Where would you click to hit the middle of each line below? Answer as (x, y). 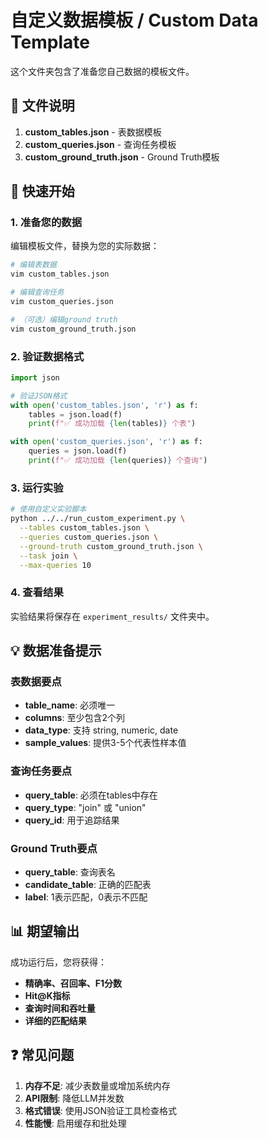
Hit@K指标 (47, 995)
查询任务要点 (41, 771)
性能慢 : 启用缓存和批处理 (75, 1123)
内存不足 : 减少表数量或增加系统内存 (97, 1085)
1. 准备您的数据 (46, 223)
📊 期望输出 (45, 931)
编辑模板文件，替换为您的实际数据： (85, 246)
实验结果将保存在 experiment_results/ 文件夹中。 (112, 616)
